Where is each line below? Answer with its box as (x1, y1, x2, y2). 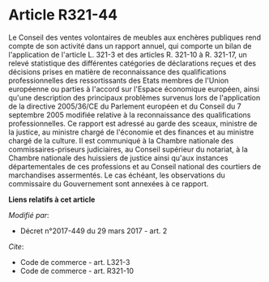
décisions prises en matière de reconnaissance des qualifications (8, 66, 227, 76)
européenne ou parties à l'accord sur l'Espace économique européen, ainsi (8, 83, 259, 94)
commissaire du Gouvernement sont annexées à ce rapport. (8, 178, 209, 188)
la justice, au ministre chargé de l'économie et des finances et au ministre (8, 127, 254, 137)
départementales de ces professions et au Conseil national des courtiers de (8, 161, 262, 171)
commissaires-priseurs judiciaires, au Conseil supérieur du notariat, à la (8, 144, 249, 154)
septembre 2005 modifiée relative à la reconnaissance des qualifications (8, 109, 251, 119)
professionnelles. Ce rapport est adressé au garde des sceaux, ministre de (8, 118, 258, 128)
